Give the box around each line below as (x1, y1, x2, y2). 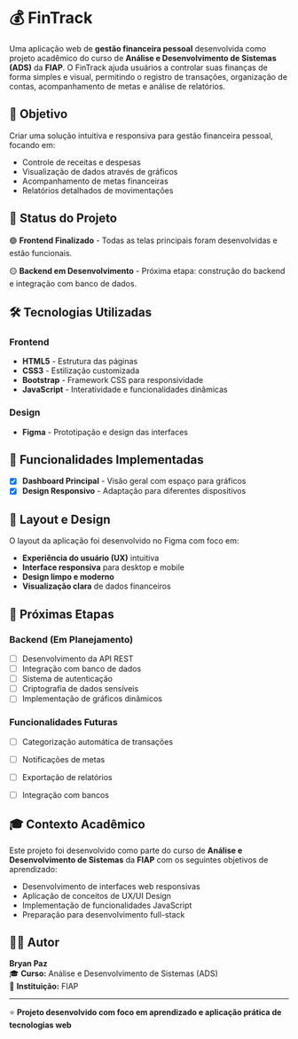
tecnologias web (9, 1019, 73, 1030)
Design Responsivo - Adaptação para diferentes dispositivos (21, 486, 247, 496)
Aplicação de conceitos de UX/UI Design (21, 890, 171, 901)
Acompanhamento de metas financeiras (21, 176, 169, 186)
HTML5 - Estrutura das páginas (21, 356, 138, 367)
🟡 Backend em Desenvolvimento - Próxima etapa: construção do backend (9, 265, 286, 276)
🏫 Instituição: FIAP (9, 981, 79, 992)
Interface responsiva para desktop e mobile (21, 562, 184, 573)
